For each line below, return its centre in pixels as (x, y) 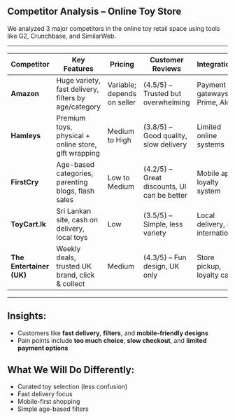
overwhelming (166, 102)
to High (119, 140)
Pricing (122, 64)
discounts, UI (165, 187)
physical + (73, 135)
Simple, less (163, 224)
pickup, (209, 266)
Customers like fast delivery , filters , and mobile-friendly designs (113, 333)
